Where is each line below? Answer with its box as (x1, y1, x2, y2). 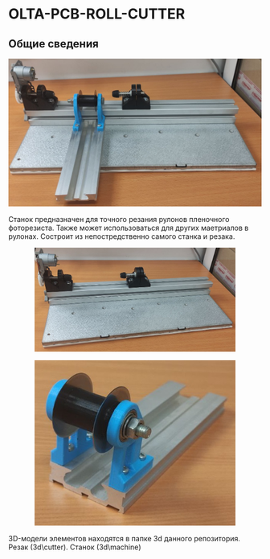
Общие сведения (8, 37, 99, 51)
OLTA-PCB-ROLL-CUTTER (8, 5, 186, 23)
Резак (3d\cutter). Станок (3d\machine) (8, 542, 141, 552)
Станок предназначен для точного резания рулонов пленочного (8, 215, 230, 224)
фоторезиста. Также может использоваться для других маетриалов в (8, 223, 249, 233)
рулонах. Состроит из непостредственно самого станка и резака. (8, 232, 235, 241)
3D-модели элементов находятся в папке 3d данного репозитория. (8, 533, 241, 543)
